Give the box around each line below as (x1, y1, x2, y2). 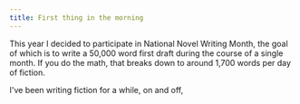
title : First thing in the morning (9, 13, 144, 23)
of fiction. (9, 67, 45, 78)
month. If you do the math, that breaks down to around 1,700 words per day (9, 57, 292, 68)
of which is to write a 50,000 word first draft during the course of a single (9, 47, 284, 59)
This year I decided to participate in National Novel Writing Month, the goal (9, 38, 288, 49)
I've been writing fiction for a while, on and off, (9, 84, 184, 95)
